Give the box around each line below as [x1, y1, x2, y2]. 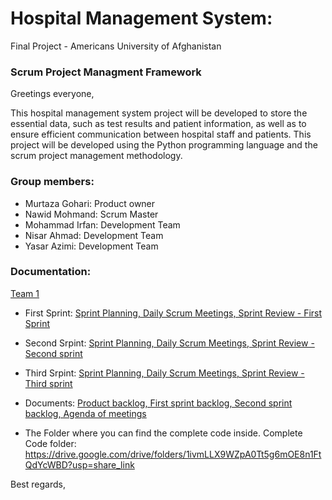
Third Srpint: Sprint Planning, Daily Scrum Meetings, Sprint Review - [24, 367, 305, 379]
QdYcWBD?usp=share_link [24, 458, 135, 471]
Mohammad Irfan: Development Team [24, 218, 181, 231]
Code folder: [24, 437, 77, 449]
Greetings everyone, [10, 88, 95, 100]
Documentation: [10, 265, 92, 279]
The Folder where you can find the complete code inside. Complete [24, 427, 303, 439]
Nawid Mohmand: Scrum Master [24, 208, 159, 220]
